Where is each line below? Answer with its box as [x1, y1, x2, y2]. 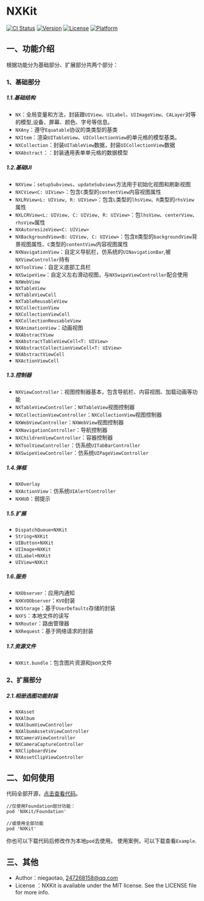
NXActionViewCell [15, 358, 60, 364]
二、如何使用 [6, 772, 55, 783]
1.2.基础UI [6, 164, 32, 172]
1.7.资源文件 [6, 643, 37, 650]
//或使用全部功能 [6, 820, 44, 827]
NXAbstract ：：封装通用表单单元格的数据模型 [15, 148, 128, 156]
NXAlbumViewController [15, 722, 73, 728]
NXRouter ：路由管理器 [15, 620, 70, 627]
